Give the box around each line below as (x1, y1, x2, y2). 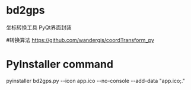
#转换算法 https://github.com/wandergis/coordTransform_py (6, 36, 154, 43)
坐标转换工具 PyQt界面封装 (6, 24, 72, 31)
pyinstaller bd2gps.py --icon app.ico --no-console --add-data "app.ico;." (6, 77, 185, 84)
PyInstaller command (6, 57, 114, 71)
